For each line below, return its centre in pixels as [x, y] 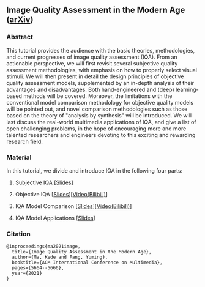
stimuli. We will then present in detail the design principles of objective [95, 76]
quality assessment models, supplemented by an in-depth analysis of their [100, 83]
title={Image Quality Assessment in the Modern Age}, [82, 252]
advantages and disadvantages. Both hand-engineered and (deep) [90, 89]
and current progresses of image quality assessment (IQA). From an [92, 57]
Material [19, 157]
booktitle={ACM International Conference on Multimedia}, [88, 263]
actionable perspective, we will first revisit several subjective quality [92, 63]
